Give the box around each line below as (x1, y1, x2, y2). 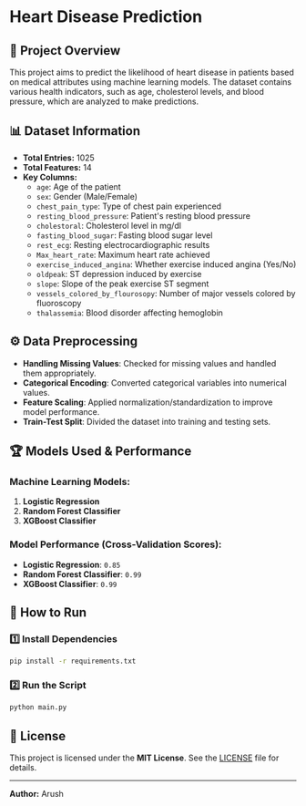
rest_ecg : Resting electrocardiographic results (36, 239, 210, 250)
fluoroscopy (36, 297, 82, 308)
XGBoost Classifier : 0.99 (22, 578, 117, 589)
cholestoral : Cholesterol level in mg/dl (36, 220, 182, 231)
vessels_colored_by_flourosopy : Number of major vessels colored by (36, 287, 296, 298)
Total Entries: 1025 (22, 152, 96, 163)
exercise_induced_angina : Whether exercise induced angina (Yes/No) (36, 258, 297, 270)
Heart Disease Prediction (9, 6, 203, 27)
